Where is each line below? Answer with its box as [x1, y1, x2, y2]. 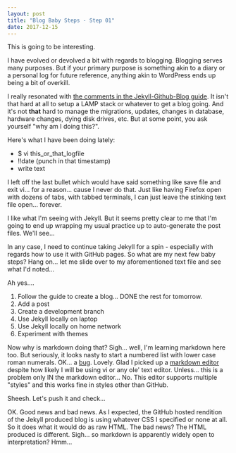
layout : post [7, 10, 46, 18]
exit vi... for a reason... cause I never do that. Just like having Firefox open [7, 186, 222, 194]
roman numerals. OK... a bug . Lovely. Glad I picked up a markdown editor [7, 358, 220, 366]
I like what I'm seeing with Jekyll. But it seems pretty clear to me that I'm [7, 214, 217, 222]
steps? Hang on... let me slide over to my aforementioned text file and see [7, 257, 222, 266]
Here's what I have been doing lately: [7, 136, 116, 144]
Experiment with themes [17, 330, 89, 338]
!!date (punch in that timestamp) [17, 157, 111, 165]
